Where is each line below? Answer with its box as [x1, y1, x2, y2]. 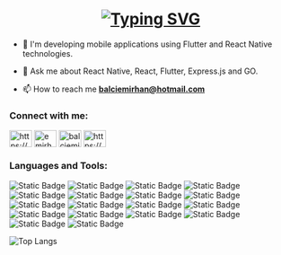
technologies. [22, 48, 74, 58]
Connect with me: [9, 109, 89, 121]
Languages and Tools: [9, 160, 108, 172]
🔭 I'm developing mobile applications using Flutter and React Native [22, 39, 273, 49]
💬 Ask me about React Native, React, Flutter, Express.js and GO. [22, 66, 259, 76]
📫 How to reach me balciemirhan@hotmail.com [22, 84, 206, 94]
